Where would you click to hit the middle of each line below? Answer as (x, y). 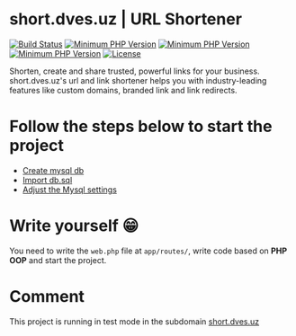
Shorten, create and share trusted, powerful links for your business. (135, 71)
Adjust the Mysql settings (69, 190)
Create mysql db (53, 170)
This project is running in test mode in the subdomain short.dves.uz (135, 321)
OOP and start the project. (58, 260)
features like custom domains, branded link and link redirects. (123, 90)
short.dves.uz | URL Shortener (126, 19)
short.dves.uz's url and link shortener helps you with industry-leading (138, 80)
